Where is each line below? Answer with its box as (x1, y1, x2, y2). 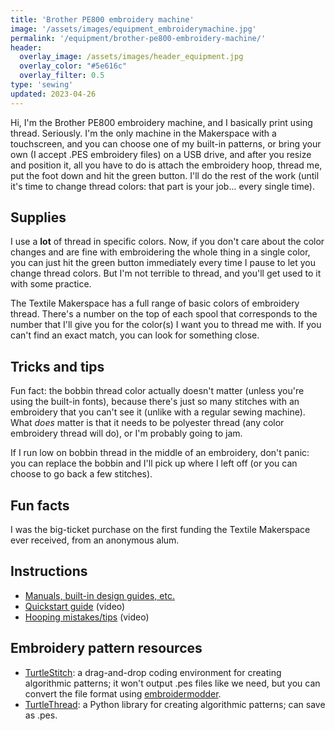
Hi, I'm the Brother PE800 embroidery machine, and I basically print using (10, 116, 313, 128)
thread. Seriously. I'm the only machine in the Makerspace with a (10, 127, 277, 139)
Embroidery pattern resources (10, 640, 203, 657)
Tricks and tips (10, 358, 105, 375)
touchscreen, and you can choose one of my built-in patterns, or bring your (10, 137, 322, 150)
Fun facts (10, 497, 70, 514)
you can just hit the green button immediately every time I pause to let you (10, 257, 316, 269)
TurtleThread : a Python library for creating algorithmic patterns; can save (24, 698, 326, 710)
